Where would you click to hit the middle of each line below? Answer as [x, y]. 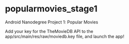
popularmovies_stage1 [51, 9]
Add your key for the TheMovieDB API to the [49, 31]
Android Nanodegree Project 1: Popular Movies [51, 22]
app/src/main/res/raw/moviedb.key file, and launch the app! [65, 36]
